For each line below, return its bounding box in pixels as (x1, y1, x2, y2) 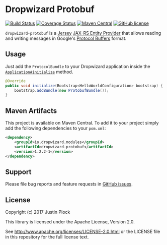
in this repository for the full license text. (5, 234, 89, 240)
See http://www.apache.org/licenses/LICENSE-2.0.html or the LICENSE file (5, 228, 160, 235)
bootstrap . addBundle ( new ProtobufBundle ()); (14, 88, 109, 93)
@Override (5, 78, 26, 84)
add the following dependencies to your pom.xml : (5, 125, 106, 132)
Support (5, 167, 32, 176)
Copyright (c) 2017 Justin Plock (5, 209, 70, 215)
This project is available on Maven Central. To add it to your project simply (5, 120, 159, 126)
